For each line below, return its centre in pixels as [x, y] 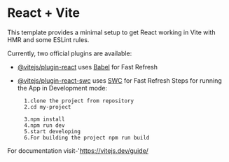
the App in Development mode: [62, 88]
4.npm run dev [44, 125]
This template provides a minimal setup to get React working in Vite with [111, 32]
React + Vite [44, 13]
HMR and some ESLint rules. [48, 39]
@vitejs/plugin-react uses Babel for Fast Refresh [88, 67]
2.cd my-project [48, 107]
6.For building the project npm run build [87, 137]
